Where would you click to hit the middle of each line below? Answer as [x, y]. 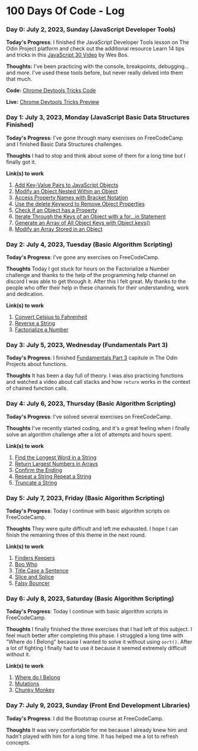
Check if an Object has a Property [56, 210]
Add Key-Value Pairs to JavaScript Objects [66, 184]
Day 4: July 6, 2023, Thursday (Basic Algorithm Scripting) [91, 403]
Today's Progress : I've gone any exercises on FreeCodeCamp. [83, 257]
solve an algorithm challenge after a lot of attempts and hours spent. [89, 434]
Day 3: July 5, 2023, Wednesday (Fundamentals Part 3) [87, 345]
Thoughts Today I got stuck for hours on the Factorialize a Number [88, 269]
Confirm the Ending [38, 470]
